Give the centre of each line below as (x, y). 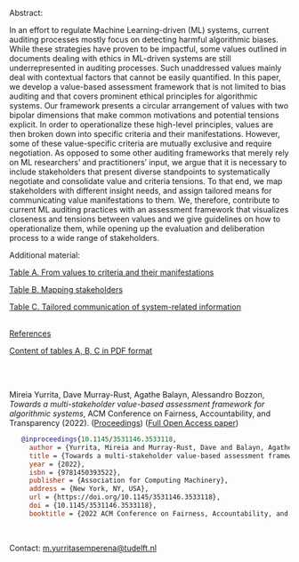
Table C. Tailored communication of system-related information (125, 307)
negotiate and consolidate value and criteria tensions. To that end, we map (146, 181)
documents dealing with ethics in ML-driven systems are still (120, 58)
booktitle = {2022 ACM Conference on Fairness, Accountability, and (159, 514)
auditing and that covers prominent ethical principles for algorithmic (133, 96)
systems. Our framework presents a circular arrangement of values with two (149, 105)
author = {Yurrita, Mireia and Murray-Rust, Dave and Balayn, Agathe (161, 447)
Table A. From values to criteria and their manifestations (112, 272)
